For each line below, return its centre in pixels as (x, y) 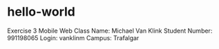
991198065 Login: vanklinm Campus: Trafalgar (73, 37)
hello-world (41, 12)
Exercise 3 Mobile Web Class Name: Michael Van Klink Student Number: (110, 31)
